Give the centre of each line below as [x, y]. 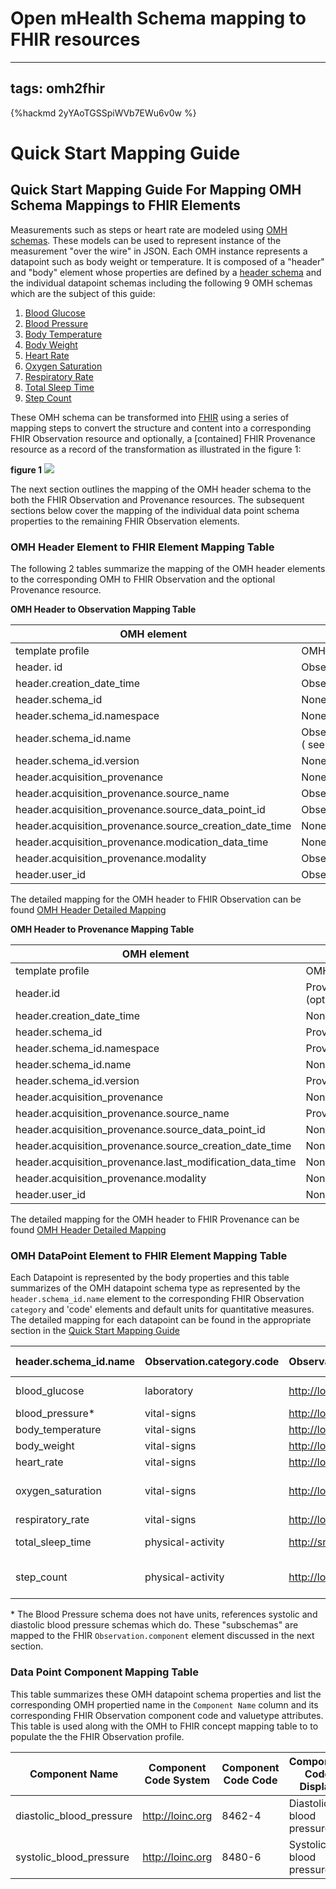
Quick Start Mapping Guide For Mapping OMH [156, 190]
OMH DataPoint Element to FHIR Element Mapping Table [149, 1255]
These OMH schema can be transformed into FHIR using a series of [150, 417]
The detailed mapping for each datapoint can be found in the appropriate [161, 1320]
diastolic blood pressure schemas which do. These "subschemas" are [154, 1625]
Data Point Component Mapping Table [105, 1672]
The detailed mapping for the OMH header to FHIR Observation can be [156, 899]
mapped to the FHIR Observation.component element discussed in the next [162, 1636]
